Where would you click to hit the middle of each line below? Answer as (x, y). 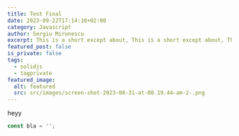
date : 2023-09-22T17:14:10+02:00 (57, 21)
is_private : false (34, 54)
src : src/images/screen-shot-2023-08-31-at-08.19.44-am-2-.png (109, 93)
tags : (15, 60)
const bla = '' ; (31, 126)
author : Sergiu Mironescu (46, 34)
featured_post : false (39, 47)
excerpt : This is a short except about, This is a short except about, (116, 40)
